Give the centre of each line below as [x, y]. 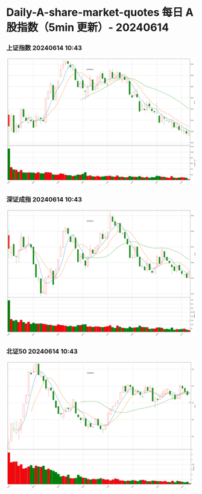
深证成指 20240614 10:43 [44, 200]
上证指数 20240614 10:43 [44, 48]
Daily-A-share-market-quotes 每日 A [100, 12]
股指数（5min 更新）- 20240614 [88, 28]
